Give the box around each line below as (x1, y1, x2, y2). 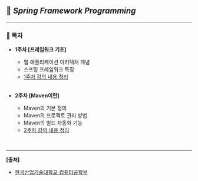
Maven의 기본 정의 (23, 104, 67, 112)
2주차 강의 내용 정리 (23, 127, 70, 134)
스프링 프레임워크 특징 (23, 66, 75, 73)
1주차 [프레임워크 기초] (14, 46, 67, 53)
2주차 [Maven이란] (14, 92, 60, 99)
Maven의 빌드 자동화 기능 (23, 119, 82, 127)
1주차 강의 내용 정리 (23, 73, 69, 80)
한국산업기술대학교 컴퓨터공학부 (14, 169, 88, 176)
